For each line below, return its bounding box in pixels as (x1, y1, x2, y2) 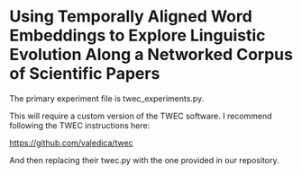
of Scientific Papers (9, 64, 160, 84)
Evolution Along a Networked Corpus (9, 45, 293, 65)
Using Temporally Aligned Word (9, 6, 252, 27)
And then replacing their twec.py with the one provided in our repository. (9, 154, 279, 165)
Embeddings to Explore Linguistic (9, 25, 266, 46)
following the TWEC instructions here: (9, 119, 151, 131)
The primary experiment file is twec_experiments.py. (9, 92, 205, 104)
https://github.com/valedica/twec (9, 137, 133, 148)
